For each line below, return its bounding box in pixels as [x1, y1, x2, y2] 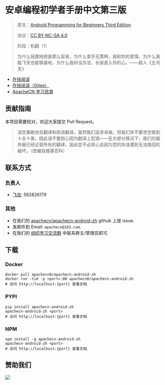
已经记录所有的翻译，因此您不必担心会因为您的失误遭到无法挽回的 [26, 142, 161, 147]
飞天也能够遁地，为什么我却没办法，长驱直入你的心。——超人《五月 [21, 59, 161, 65]
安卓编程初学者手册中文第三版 [5, 4, 127, 16]
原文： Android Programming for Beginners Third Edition [17, 22, 131, 28]
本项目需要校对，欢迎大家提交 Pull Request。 [5, 118, 97, 124]
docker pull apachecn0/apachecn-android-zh [5, 272, 96, 277]
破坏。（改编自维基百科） [17, 147, 68, 153]
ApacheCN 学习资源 [12, 89, 53, 95]
